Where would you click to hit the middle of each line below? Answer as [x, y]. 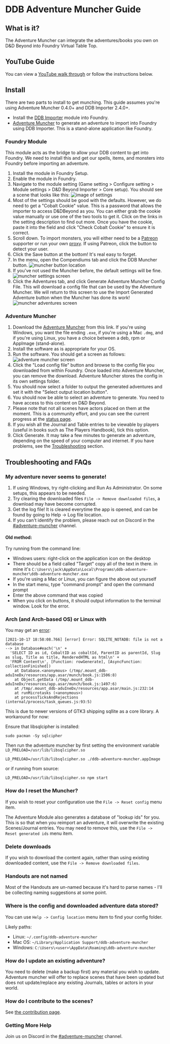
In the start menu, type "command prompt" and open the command [83, 585]
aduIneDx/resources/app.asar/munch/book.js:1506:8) [61, 675]
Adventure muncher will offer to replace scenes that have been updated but [85, 977]
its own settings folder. [36, 381]
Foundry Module [26, 141]
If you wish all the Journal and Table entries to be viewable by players [86, 425]
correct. [21, 233]
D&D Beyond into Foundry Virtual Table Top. [51, 46]
